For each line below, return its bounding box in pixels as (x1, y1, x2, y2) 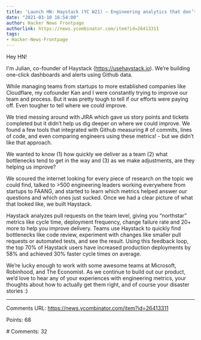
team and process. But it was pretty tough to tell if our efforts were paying (6, 95, 188, 103)
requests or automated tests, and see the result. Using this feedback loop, (6, 237, 189, 245)
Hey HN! (6, 53, 28, 60)
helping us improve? (6, 163, 56, 170)
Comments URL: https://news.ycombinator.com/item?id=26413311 (6, 305, 169, 312)
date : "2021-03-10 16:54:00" (6, 14, 79, 20)
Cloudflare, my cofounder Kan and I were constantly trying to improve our (6, 89, 188, 96)
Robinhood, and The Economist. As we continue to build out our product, (6, 268, 186, 275)
